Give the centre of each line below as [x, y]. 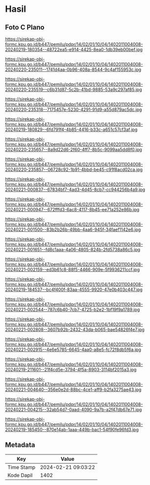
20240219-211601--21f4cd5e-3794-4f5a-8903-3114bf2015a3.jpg [71, 370]
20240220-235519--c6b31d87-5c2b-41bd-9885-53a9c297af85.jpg [74, 89]
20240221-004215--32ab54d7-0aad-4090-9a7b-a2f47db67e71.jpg [74, 409]
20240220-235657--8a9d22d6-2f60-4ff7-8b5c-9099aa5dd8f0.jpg [74, 149]
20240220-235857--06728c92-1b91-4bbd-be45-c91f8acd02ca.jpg [74, 169]
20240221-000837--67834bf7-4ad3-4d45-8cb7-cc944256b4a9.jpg [75, 190]
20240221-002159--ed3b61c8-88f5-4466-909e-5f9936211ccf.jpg [72, 270]
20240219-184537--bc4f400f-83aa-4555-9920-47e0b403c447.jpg [74, 290]
